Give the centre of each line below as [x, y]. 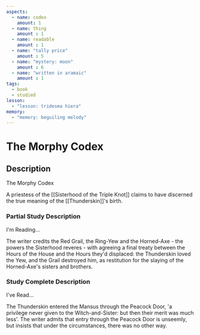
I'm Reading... [23, 229]
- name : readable [33, 39]
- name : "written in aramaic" [49, 73]
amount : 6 [30, 67]
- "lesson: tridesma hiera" [47, 106]
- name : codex [29, 17]
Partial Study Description [43, 217]
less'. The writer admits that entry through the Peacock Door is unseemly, [96, 319]
